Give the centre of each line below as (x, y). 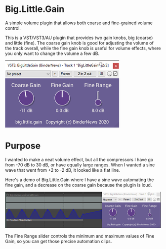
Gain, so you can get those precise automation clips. (59, 242)
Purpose (23, 146)
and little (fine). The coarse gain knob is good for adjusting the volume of (80, 43)
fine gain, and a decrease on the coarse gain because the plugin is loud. (79, 185)
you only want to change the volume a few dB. (52, 53)
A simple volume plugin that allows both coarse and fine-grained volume (79, 23)
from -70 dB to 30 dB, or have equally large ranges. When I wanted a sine (80, 165)
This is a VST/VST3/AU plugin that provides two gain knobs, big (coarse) (79, 38)
